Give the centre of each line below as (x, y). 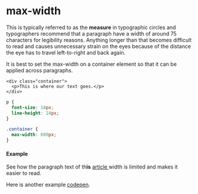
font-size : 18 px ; (33, 107)
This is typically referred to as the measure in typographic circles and (91, 27)
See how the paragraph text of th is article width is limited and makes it (92, 167)
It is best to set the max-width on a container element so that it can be (92, 64)
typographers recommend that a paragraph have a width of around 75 (92, 33)
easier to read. (24, 173)
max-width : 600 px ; (34, 135)
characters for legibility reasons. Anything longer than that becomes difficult (99, 40)
